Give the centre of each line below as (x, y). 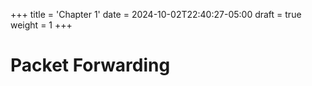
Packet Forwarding (90, 65)
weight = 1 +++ (41, 25)
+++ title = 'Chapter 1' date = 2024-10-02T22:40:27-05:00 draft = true (156, 14)
